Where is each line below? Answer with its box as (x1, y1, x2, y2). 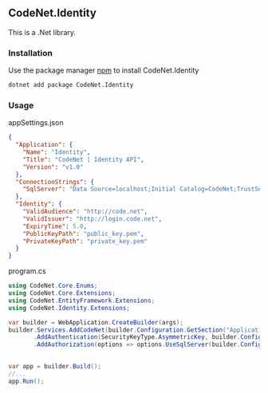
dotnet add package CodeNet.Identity (8, 81, 134, 89)
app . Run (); (8, 377, 45, 385)
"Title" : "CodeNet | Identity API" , (22, 155, 145, 163)
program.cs (8, 266, 46, 276)
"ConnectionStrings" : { (15, 178, 94, 186)
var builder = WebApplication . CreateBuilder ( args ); (8, 318, 183, 326)
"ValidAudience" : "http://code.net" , (22, 207, 148, 216)
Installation (8, 47, 53, 58)
